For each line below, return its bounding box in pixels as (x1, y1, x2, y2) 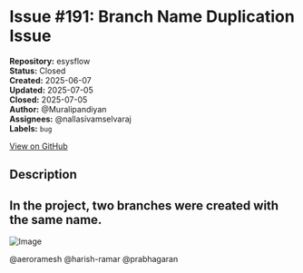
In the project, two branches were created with (9, 198, 279, 213)
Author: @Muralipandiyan (9, 103, 107, 114)
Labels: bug (9, 122, 53, 133)
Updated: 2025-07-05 (9, 84, 93, 95)
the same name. (9, 211, 103, 228)
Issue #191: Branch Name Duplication (9, 6, 295, 27)
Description (9, 167, 77, 182)
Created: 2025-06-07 (9, 74, 93, 85)
